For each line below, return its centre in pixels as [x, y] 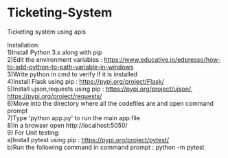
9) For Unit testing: [34, 133]
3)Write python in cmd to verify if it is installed [72, 74]
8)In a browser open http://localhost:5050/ [68, 125]
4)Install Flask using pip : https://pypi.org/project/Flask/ [86, 81]
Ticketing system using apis [47, 32]
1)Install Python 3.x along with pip [55, 52]
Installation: [23, 45]
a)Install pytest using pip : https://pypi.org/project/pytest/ [88, 139]
